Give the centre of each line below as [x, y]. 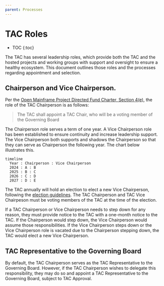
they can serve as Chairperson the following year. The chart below [72, 145]
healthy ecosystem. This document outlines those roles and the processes [80, 67]
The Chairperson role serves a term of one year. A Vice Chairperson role [79, 129]
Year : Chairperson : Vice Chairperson [50, 163]
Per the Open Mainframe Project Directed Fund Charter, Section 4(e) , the [79, 100]
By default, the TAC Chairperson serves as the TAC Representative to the [79, 263]
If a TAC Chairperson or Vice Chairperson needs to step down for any [75, 209]
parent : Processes [24, 10]
